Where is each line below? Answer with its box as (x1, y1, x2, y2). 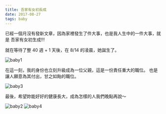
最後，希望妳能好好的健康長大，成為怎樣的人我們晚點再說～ (5, 93, 126, 99)
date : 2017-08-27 (5, 12, 41, 17)
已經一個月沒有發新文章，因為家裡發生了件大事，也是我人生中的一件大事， (5, 31, 157, 37)
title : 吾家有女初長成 (5, 7, 47, 12)
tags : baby (5, 16, 28, 21)
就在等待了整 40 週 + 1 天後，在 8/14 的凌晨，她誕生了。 (5, 47, 120, 53)
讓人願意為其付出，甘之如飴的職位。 (5, 74, 79, 79)
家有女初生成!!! (14, 37, 45, 42)
